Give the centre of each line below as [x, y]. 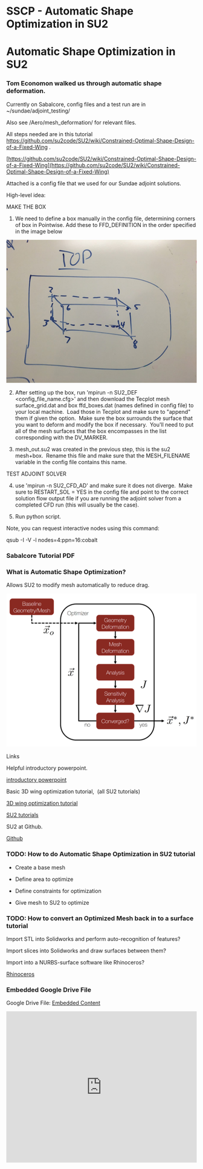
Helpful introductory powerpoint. [47, 768]
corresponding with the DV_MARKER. [61, 437]
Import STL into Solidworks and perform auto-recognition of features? [93, 939]
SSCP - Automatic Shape [70, 11]
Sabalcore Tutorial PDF [40, 555]
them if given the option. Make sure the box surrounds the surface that [104, 418]
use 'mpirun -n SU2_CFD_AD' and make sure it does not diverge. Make [104, 485]
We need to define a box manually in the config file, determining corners [105, 218]
